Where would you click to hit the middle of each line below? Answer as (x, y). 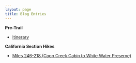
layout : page (18, 9)
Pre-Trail (14, 27)
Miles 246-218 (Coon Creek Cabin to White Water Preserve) (72, 55)
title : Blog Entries (26, 14)
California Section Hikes (30, 46)
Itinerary (20, 37)
